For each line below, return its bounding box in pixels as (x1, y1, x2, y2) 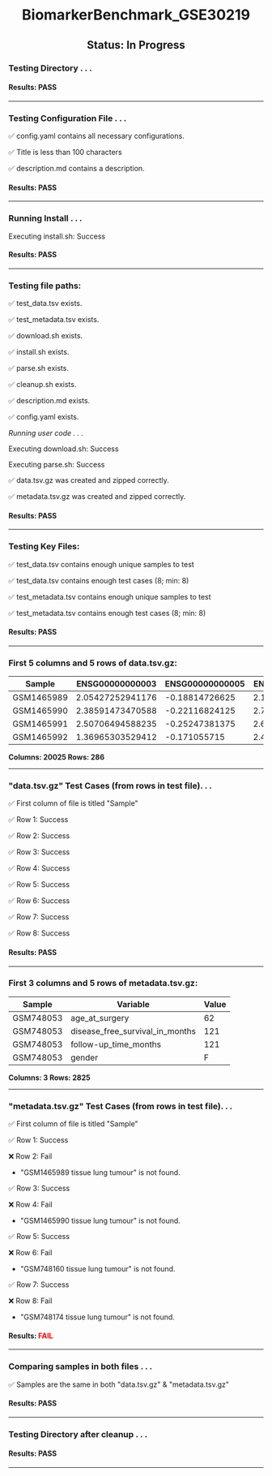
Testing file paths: (8, 280, 82, 291)
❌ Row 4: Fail (8, 1199, 53, 1210)
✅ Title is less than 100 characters (8, 148, 123, 157)
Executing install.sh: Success (8, 231, 106, 241)
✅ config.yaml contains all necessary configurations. (8, 131, 185, 140)
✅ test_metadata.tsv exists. (8, 315, 100, 324)
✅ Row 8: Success (8, 928, 70, 938)
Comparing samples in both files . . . (8, 1361, 153, 1372)
